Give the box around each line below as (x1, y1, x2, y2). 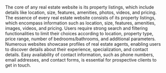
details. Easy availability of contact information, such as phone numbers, (5, 52, 155, 58)
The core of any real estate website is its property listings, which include (5, 4, 155, 10)
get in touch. (5, 62, 31, 68)
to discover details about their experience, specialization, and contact (5, 47, 149, 52)
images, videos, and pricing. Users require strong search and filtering (5, 25, 148, 31)
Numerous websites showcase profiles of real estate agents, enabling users (5, 41, 161, 47)
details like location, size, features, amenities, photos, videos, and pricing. (5, 9, 157, 15)
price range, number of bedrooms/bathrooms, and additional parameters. (5, 36, 156, 42)
